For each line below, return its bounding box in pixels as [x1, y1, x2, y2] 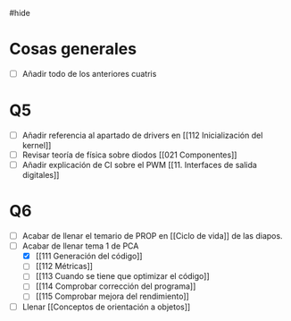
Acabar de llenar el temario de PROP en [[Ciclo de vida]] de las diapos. [21, 231, 283, 241]
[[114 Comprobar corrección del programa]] [35, 281, 196, 291]
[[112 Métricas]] [35, 261, 94, 272]
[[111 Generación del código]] [35, 250, 143, 262]
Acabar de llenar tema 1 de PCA [21, 241, 139, 251]
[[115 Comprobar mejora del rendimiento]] [35, 291, 189, 302]
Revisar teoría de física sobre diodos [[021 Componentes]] [21, 149, 237, 160]
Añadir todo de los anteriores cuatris [21, 68, 157, 79]
